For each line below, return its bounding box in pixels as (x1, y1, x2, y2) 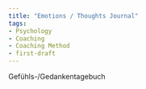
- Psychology (8, 27, 52, 35)
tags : (8, 19, 27, 28)
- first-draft (8, 49, 56, 57)
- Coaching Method (8, 42, 70, 50)
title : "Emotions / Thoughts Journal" (8, 11, 139, 20)
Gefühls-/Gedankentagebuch (8, 72, 106, 81)
